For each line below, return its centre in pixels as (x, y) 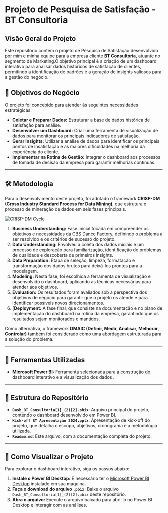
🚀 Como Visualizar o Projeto (49, 457)
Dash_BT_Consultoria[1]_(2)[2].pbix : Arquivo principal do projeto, (81, 410)
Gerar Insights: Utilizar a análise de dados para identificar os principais (86, 141)
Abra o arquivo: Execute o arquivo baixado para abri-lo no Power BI (82, 500)
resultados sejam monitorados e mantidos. (56, 319)
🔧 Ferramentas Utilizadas (45, 360)
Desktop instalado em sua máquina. (49, 484)
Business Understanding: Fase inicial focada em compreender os (80, 228)
